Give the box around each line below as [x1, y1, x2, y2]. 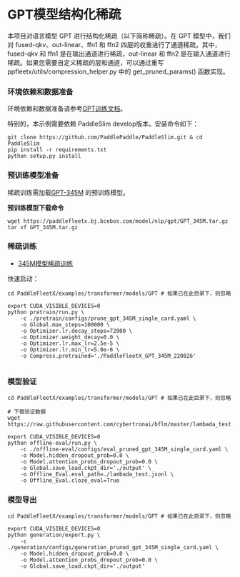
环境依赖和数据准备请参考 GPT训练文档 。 [7, 104, 127, 113]
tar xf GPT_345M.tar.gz [7, 224, 79, 231]
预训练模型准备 [7, 171, 59, 181]
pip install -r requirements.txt [7, 146, 107, 154]
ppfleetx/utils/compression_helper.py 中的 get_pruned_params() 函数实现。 [7, 67, 230, 76]
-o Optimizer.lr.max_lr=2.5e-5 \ [20, 340, 120, 347]
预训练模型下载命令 [7, 203, 64, 211]
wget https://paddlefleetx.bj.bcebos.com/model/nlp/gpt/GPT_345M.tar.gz [7, 217, 229, 225]
